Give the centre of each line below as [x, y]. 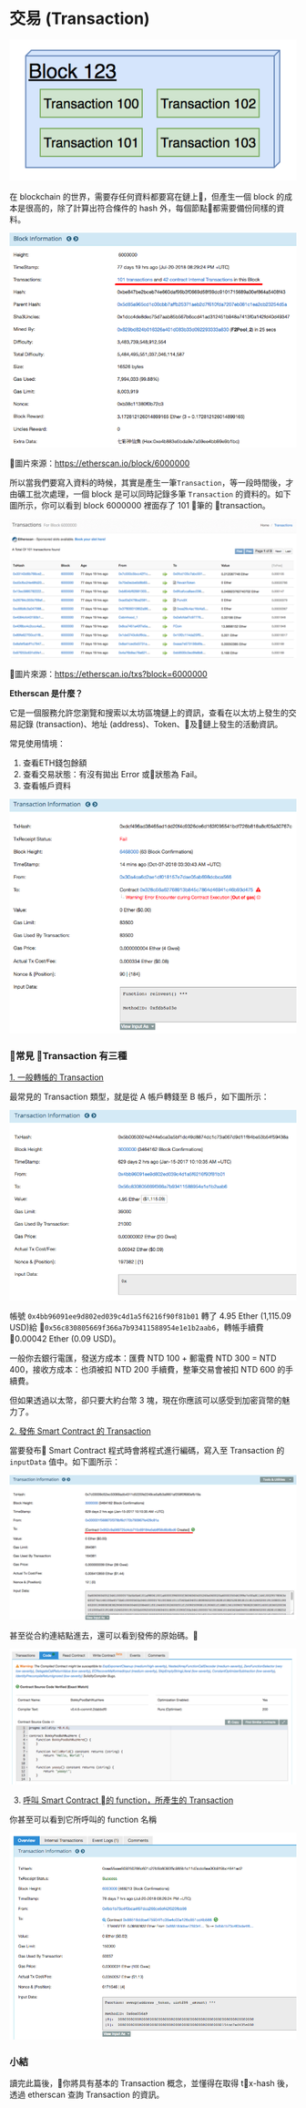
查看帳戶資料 [46, 786]
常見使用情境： [37, 744]
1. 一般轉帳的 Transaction [57, 1077]
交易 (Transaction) [80, 19]
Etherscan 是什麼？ [46, 694]
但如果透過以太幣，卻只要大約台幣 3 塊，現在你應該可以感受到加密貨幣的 [146, 1401]
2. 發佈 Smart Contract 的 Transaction [81, 1431]
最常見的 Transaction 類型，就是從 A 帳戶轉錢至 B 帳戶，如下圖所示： [139, 1097]
